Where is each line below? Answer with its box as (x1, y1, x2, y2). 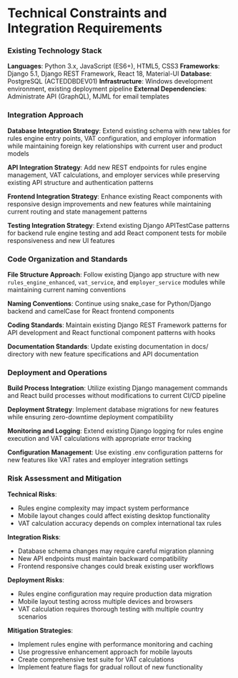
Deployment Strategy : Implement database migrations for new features (7, 405, 219, 414)
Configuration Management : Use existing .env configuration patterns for (7, 448, 224, 457)
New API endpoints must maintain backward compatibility (17, 554, 188, 562)
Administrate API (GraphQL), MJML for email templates (7, 92, 169, 101)
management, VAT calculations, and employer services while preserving (7, 170, 220, 179)
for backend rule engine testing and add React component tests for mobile (7, 229, 227, 237)
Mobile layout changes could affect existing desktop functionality (17, 511, 211, 519)
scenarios (17, 612, 48, 621)
